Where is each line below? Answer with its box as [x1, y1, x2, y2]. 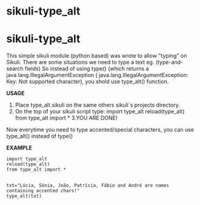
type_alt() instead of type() [6, 132, 73, 140]
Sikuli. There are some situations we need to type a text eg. [6, 59, 155, 66]
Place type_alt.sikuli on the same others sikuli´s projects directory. [15, 101, 181, 109]
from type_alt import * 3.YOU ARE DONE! [15, 114, 118, 122]
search [6, 65, 24, 72]
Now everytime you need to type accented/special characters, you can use [6, 126, 195, 133]
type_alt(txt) [6, 193, 42, 200]
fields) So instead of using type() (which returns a [24, 65, 149, 72]
